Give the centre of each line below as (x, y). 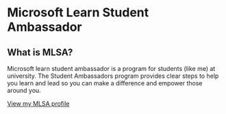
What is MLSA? (40, 52)
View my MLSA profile (38, 103)
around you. (24, 90)
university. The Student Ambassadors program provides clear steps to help (113, 76)
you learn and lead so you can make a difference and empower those (105, 83)
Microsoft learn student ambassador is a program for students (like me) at (111, 69)
